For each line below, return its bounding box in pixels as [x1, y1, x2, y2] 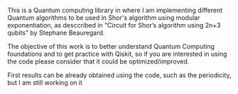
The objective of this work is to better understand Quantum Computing [7, 42, 215, 50]
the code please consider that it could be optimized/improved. [7, 57, 190, 66]
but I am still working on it [7, 78, 83, 87]
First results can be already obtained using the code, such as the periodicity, [7, 71, 232, 79]
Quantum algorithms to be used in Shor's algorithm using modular [7, 13, 200, 22]
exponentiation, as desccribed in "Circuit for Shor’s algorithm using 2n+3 [7, 21, 221, 29]
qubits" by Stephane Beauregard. [7, 28, 105, 37]
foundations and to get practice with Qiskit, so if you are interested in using [7, 49, 227, 58]
